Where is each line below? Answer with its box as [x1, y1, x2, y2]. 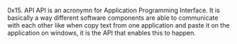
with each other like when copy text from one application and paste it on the [7, 21, 230, 29]
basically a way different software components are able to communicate [7, 13, 219, 22]
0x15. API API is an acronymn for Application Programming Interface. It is [7, 6, 220, 14]
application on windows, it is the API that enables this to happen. [7, 28, 197, 37]
